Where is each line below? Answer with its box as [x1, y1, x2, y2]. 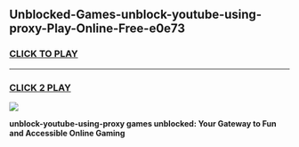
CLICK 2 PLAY [9, 81, 71, 94]
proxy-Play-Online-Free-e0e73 [9, 21, 185, 37]
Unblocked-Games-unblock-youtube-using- [9, 7, 263, 22]
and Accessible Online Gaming [9, 127, 125, 138]
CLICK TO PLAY [9, 48, 78, 61]
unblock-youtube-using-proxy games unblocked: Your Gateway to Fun [9, 118, 278, 128]
